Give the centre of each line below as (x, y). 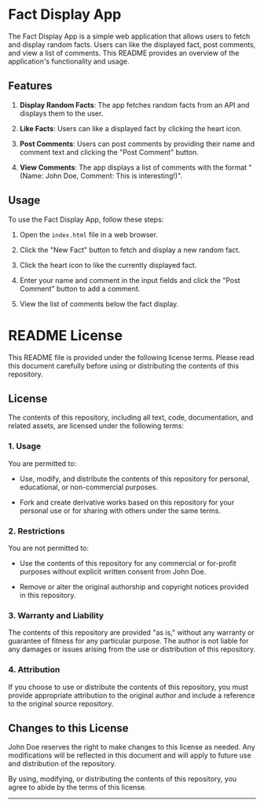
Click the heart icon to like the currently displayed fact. (108, 265)
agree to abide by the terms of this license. (77, 787)
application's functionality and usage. (69, 61)
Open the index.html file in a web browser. (89, 234)
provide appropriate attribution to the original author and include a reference (132, 695)
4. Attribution (34, 669)
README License (66, 335)
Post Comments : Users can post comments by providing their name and (137, 144)
